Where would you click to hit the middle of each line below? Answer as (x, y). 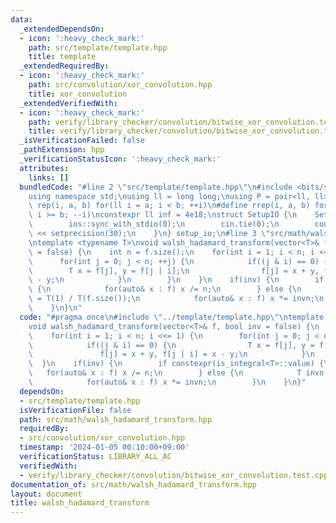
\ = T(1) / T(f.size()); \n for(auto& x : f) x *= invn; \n (176, 299)
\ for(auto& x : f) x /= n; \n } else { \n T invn (176, 373)
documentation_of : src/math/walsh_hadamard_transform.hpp (133, 484)
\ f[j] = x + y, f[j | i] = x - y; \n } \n (171, 354)
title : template (62, 57)
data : (21, 19)
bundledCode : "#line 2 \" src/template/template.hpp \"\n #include (156, 187)
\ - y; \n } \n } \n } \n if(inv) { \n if (176, 280)
